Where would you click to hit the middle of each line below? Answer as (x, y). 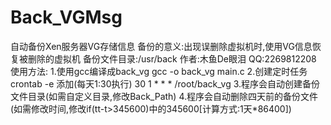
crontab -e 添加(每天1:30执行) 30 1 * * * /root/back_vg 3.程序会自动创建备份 (165, 83)
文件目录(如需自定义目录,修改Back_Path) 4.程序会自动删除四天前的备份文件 (164, 96)
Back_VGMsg (66, 17)
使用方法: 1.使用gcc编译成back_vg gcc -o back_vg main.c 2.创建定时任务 (159, 71)
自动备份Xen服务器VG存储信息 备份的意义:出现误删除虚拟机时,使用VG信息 (161, 46)
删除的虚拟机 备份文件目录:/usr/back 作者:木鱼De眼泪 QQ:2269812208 (172, 58)
